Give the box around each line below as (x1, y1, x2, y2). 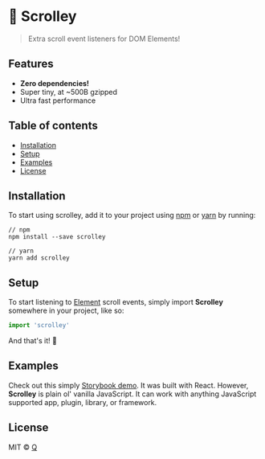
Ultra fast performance (19, 96, 96, 105)
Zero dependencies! (19, 78, 90, 88)
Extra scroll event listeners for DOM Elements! (27, 34, 181, 43)
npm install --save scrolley (8, 233, 106, 241)
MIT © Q (8, 442, 38, 452)
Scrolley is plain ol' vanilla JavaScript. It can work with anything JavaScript (8, 389, 257, 399)
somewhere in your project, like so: (8, 305, 124, 316)
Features (8, 57, 54, 71)
